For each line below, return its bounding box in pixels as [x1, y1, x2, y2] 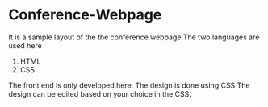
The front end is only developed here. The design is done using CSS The [8, 80, 250, 90]
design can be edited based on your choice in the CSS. [8, 88, 192, 98]
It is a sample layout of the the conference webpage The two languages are [8, 32, 260, 42]
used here [8, 40, 42, 50]
